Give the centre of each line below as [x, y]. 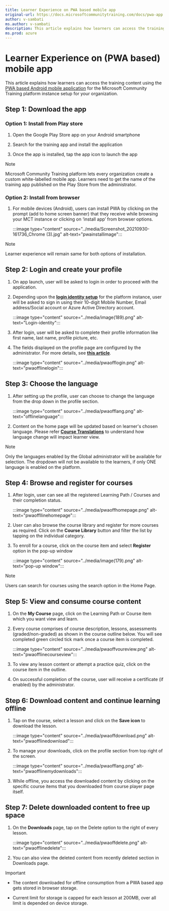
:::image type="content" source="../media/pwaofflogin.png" [74, 363]
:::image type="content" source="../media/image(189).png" [74, 317]
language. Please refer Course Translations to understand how [78, 432]
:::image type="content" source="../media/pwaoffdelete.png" [76, 843]
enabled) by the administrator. [44, 685]
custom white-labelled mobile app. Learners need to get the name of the [80, 179]
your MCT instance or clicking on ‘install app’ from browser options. [83, 219]
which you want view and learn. [45, 619]
